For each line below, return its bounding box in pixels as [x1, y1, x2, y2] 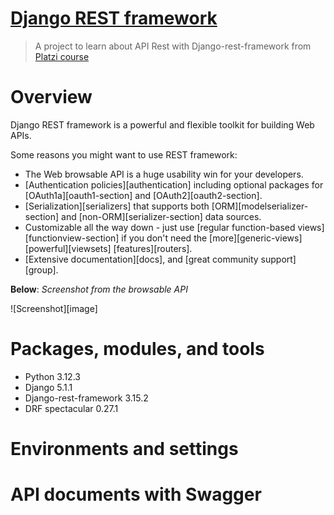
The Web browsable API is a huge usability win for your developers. [24, 168, 304, 180]
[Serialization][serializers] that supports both [24, 200, 210, 212]
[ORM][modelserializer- [211, 200, 309, 212]
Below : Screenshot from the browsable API [10, 283, 188, 295]
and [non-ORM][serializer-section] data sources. [61, 210, 262, 222]
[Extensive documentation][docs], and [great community [24, 253, 259, 265]
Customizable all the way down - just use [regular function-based [24, 221, 296, 233]
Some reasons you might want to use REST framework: [10, 148, 238, 161]
